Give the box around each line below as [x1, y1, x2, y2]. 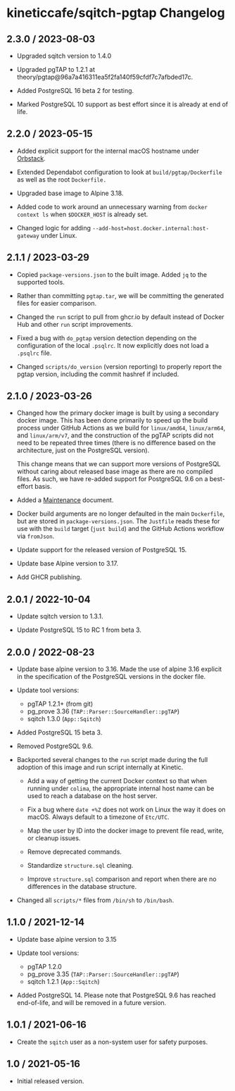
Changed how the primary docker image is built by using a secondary [16, 409, 219, 417]
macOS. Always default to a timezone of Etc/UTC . [27, 813, 170, 821]
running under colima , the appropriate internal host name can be [27, 784, 215, 793]
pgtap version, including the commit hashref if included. [16, 370, 179, 378]
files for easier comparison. [16, 299, 97, 307]
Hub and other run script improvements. [16, 320, 133, 328]
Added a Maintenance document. [16, 496, 114, 504]
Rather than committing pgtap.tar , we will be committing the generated [16, 291, 224, 300]
